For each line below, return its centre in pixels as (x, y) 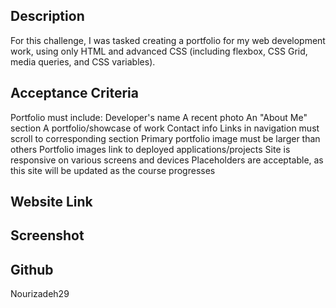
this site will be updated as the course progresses (113, 170)
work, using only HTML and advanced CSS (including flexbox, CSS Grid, (159, 51)
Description (47, 16)
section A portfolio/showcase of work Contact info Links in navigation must (165, 128)
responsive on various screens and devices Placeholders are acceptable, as (167, 160)
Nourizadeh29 (40, 294)
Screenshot (47, 235)
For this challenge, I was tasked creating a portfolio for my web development (168, 40)
